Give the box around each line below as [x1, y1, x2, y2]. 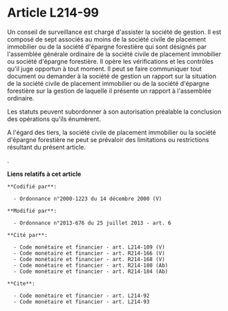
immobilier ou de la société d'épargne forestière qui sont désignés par [7, 42, 207, 51]
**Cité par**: [7, 231, 48, 238]
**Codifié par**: [7, 183, 57, 190]
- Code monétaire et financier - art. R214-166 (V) [13, 249, 166, 257]
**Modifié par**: [7, 207, 57, 214]
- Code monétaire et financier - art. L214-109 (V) [13, 244, 166, 251]
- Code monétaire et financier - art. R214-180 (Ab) [13, 262, 169, 269]
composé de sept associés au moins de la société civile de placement [7, 35, 206, 43]
